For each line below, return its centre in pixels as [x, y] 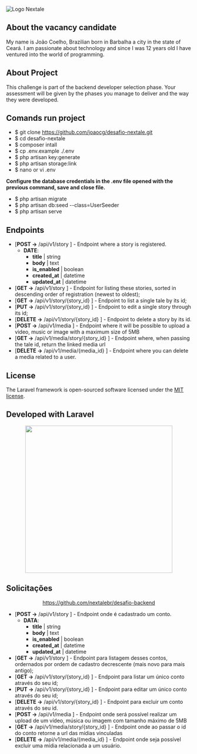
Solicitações [29, 589]
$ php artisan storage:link [46, 164]
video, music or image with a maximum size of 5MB [77, 332]
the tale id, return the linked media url [60, 344]
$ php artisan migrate [41, 199]
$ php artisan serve [38, 212]
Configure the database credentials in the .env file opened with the [90, 181]
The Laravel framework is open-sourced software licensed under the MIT [95, 390]
